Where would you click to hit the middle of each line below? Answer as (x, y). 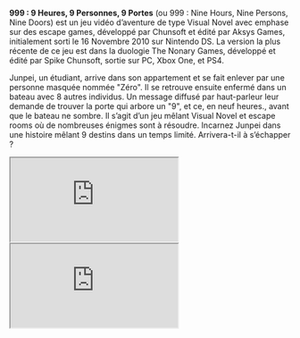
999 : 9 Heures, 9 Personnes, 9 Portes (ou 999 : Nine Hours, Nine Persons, (149, 13)
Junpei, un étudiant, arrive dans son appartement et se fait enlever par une (147, 78)
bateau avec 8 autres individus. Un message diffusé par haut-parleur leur (144, 97)
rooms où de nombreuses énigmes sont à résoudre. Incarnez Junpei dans (145, 125)
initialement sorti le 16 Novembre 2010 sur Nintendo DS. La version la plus (145, 41)
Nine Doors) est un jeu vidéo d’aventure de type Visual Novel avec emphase (149, 22)
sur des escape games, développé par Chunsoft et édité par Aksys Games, (147, 32)
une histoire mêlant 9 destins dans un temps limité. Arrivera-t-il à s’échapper (150, 135)
